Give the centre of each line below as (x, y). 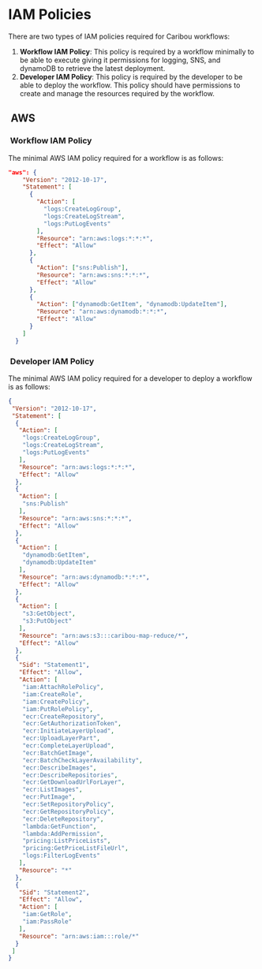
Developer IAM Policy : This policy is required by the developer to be (131, 76)
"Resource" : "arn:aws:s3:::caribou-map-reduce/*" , (104, 635)
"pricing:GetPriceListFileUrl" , (75, 848)
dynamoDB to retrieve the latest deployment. (92, 68)
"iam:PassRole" (47, 922)
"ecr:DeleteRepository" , (63, 819)
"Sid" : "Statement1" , (54, 665)
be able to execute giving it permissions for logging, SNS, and (120, 60)
